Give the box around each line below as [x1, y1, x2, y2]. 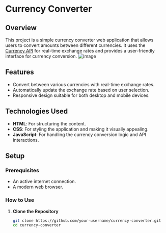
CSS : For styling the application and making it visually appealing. [12, 126, 149, 132]
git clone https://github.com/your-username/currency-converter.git [12, 218, 161, 223]
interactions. [12, 137, 39, 143]
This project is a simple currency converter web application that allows [5, 37, 154, 43]
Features [5, 68, 34, 76]
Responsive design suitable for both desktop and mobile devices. [12, 92, 150, 98]
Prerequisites [5, 167, 39, 174]
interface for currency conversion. [5, 53, 77, 59]
